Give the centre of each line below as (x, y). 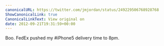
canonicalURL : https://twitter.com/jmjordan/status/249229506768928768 (82, 10)
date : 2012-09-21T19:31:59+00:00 (40, 24)
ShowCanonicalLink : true (31, 14)
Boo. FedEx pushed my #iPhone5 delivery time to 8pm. (62, 38)
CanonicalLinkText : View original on (45, 19)
